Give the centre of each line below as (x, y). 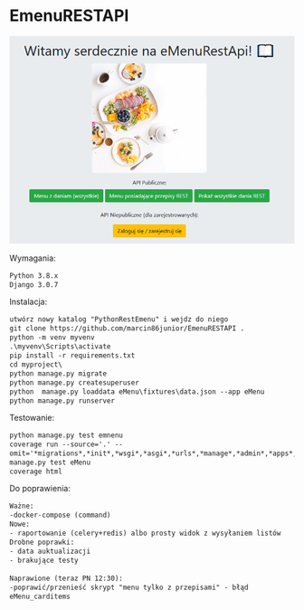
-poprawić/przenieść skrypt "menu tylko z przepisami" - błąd (129, 587)
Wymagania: (33, 258)
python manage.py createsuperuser (75, 382)
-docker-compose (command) (60, 515)
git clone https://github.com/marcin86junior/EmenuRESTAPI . (127, 328)
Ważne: (22, 506)
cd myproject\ (36, 364)
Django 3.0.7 (34, 285)
